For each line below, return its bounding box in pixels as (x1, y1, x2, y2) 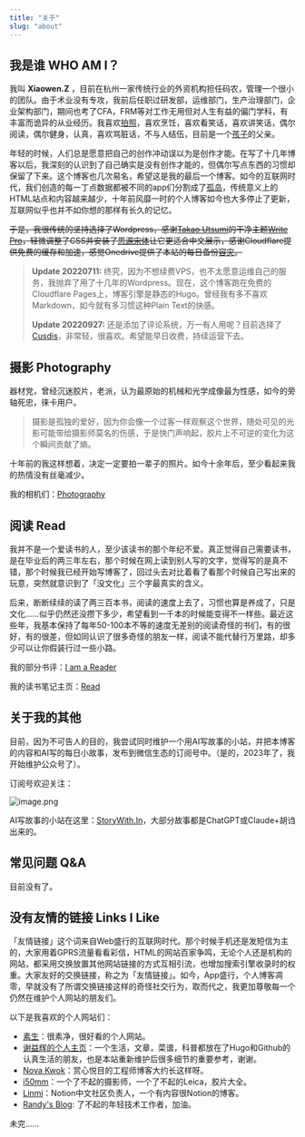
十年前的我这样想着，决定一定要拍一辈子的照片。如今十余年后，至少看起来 (9, 458, 288, 469)
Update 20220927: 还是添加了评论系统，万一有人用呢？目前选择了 (31, 319, 282, 330)
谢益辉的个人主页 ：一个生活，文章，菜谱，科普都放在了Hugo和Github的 (22, 1043, 291, 1054)
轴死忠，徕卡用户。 (9, 397, 82, 408)
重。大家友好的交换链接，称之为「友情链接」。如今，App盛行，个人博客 (9, 970, 275, 981)
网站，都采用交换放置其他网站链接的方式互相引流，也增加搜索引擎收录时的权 (9, 958, 296, 969)
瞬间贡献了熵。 (39, 439, 96, 450)
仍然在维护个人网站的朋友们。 (9, 993, 121, 1004)
